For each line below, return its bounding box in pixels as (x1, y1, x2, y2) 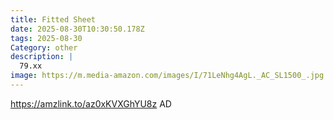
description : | (10, 52, 74, 62)
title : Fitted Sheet (10, 14, 97, 25)
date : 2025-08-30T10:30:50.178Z (10, 24, 145, 34)
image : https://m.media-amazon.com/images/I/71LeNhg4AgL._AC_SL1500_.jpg (10, 71, 325, 81)
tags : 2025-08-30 (10, 33, 83, 43)
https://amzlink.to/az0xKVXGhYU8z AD (10, 97, 172, 110)
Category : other (10, 42, 78, 53)
